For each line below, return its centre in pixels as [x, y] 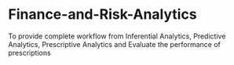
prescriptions [29, 52]
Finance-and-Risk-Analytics [103, 14]
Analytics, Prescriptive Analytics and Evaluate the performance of [115, 44]
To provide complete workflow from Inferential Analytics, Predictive [117, 36]
